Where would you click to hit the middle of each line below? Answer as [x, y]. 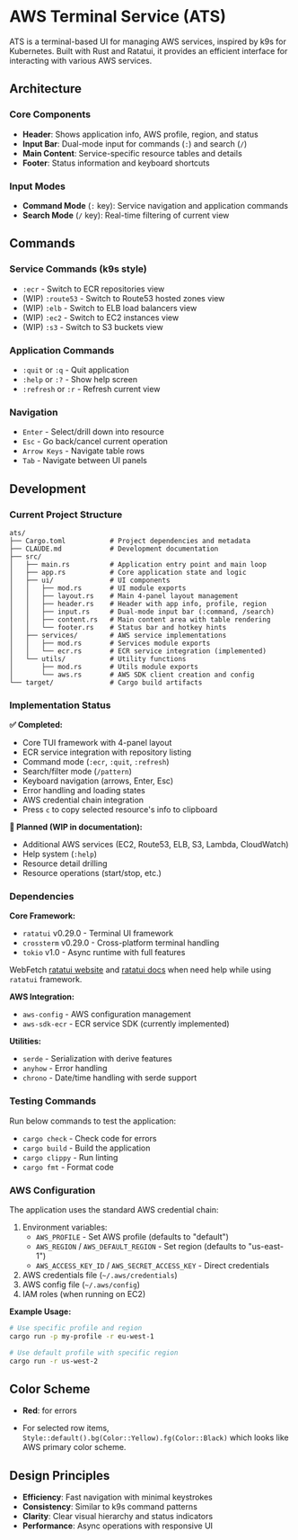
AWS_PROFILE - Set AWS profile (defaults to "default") [132, 1237]
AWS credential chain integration [83, 800]
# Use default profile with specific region [94, 1352]
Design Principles [60, 1476]
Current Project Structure [66, 515]
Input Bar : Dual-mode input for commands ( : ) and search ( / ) [135, 143]
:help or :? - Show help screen [79, 379]
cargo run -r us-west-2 [54, 1361]
